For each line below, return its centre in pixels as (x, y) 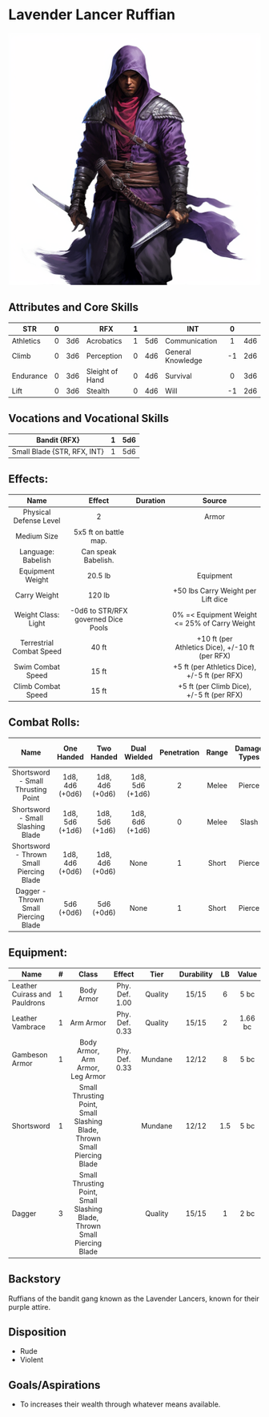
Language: (37, 551)
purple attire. (30, 1306)
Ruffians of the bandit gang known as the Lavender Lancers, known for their (134, 1298)
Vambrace (28, 1027)
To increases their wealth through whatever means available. (120, 1404)
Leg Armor (88, 1076)
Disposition (37, 1332)
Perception (104, 356)
